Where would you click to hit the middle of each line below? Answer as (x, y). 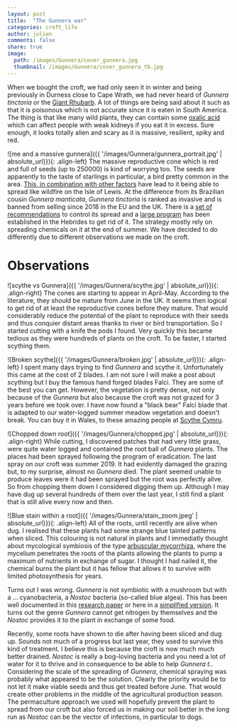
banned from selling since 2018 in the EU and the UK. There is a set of (110, 206)
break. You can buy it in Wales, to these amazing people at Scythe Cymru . (116, 419)
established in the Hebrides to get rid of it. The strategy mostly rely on (110, 222)
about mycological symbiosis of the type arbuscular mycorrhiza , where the (117, 545)
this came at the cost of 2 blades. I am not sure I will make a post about (111, 375)
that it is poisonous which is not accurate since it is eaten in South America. (118, 109)
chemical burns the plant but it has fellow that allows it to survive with (109, 568)
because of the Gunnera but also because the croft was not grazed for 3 (114, 397)
